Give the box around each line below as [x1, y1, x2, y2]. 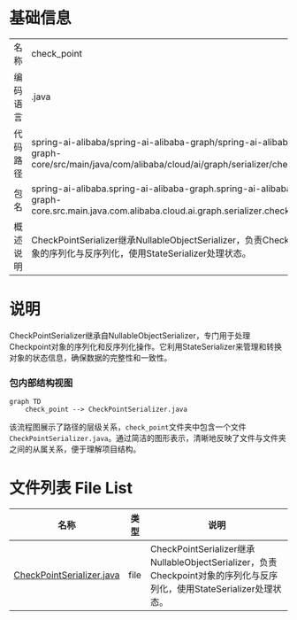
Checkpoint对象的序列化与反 [149, 570, 270, 582]
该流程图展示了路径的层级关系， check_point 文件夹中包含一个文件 [9, 422, 247, 432]
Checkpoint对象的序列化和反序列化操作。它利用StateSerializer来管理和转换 [9, 341, 283, 352]
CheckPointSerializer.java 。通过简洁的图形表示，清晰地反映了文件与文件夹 [9, 433, 286, 444]
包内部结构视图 [9, 376, 73, 389]
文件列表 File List [9, 478, 133, 499]
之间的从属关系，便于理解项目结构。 [9, 444, 141, 454]
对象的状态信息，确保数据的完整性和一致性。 [9, 352, 172, 363]
